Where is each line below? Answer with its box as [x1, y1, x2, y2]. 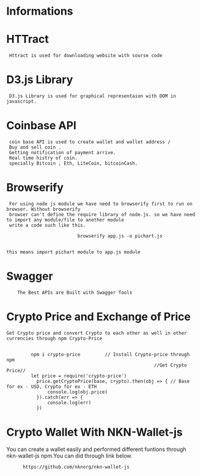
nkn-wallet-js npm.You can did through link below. [6, 452, 133, 459]
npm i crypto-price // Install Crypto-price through [31, 351, 190, 357]
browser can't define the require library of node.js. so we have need [9, 211, 196, 218]
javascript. [6, 99, 37, 105]
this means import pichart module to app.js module [6, 249, 141, 255]
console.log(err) [47, 400, 92, 406]
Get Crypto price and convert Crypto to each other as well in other [6, 330, 188, 336]
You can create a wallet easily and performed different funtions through [6, 445, 186, 453]
